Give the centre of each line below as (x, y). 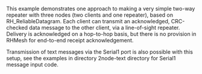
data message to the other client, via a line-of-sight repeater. (105, 27)
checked (17, 27)
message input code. (32, 64)
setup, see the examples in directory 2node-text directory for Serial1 (91, 58)
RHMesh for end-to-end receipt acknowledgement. (70, 40)
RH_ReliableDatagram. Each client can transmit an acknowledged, (88, 21)
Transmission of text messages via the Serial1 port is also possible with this (99, 52)
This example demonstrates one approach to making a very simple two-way (101, 9)
